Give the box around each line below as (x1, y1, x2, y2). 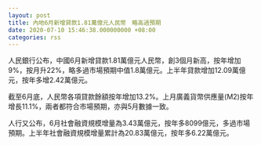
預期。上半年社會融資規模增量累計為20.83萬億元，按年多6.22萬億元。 (8, 129, 234, 138)
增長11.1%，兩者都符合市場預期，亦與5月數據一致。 (8, 102, 173, 111)
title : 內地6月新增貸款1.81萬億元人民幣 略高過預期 (8, 19, 161, 27)
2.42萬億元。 (49, 75, 92, 85)
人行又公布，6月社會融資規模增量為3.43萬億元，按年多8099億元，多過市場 (8, 118, 251, 128)
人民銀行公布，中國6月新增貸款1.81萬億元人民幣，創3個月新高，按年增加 (8, 56, 241, 65)
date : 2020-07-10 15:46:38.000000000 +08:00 (8, 26, 156, 34)
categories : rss (8, 33, 61, 42)
